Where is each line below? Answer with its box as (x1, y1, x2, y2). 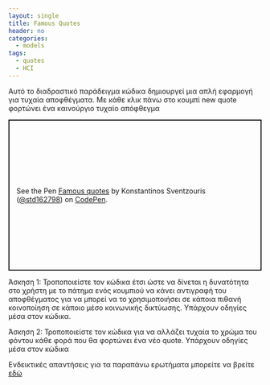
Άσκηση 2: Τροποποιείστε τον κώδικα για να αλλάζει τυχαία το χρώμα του (8, 327, 257, 337)
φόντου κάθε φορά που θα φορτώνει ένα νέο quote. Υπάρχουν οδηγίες (8, 335, 248, 345)
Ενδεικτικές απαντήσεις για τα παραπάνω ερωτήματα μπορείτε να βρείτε (8, 359, 255, 369)
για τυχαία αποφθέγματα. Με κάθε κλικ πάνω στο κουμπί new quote (8, 94, 237, 105)
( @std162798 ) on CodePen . (16, 194, 108, 204)
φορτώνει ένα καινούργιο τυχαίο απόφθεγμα (8, 103, 160, 113)
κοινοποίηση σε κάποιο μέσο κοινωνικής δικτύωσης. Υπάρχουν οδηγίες (8, 303, 247, 313)
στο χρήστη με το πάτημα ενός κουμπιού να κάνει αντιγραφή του (8, 285, 227, 295)
